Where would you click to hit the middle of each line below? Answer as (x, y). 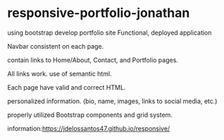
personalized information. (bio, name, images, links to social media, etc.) (112, 101)
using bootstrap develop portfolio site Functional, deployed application (110, 33)
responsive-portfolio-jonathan (99, 13)
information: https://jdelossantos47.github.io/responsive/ (89, 128)
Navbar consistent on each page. (56, 46)
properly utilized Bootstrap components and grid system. (90, 115)
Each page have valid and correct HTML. (67, 87)
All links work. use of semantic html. (60, 74)
